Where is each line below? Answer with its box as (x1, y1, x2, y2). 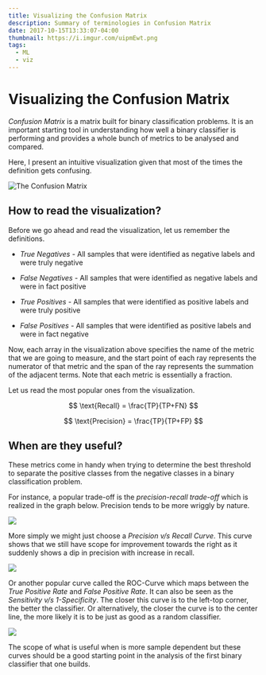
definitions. (8, 234, 45, 243)
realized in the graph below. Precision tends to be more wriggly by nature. (8, 501, 250, 510)
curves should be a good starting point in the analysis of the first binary (8, 651, 242, 661)
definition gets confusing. (8, 165, 92, 175)
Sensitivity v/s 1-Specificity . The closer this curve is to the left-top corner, (8, 595, 249, 605)
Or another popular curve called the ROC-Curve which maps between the (8, 578, 249, 588)
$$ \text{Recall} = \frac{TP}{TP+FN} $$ (68, 401, 199, 410)
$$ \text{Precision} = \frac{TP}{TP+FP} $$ (63, 416, 204, 425)
